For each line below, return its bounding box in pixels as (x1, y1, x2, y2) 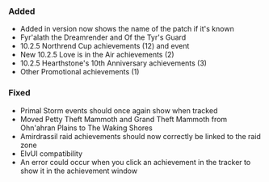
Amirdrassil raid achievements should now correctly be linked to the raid (19, 131, 261, 141)
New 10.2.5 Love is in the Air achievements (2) (19, 50, 175, 60)
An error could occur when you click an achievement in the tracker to (19, 157, 251, 167)
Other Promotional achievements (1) (19, 67, 140, 77)
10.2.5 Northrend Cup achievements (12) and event (19, 41, 190, 51)
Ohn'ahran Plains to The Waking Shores (19, 123, 153, 133)
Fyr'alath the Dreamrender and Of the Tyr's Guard (19, 32, 187, 42)
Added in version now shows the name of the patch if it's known (19, 24, 234, 34)
